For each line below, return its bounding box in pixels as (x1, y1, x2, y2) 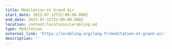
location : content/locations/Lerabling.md (5, 21, 97, 27)
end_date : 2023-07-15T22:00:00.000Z (5, 17, 83, 22)
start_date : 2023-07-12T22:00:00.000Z (5, 12, 88, 17)
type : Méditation (5, 27, 42, 32)
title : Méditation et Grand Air (5, 7, 74, 13)
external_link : (5, 31, 38, 36)
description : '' (5, 36, 40, 41)
